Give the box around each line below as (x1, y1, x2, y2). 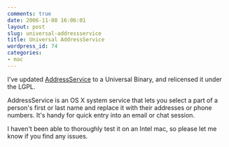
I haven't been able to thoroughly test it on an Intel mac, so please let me (7, 124, 217, 133)
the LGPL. (7, 82, 36, 91)
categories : (7, 50, 42, 57)
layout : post (7, 23, 46, 30)
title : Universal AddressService (7, 36, 105, 43)
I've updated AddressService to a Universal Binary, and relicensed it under (7, 75, 223, 83)
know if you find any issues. (7, 132, 88, 140)
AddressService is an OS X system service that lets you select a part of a (7, 96, 218, 104)
